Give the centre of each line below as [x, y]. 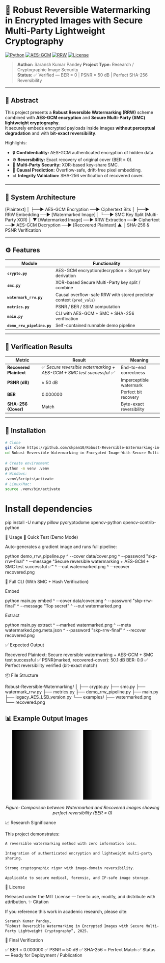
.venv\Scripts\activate [29, 479]
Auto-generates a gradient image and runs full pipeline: [61, 547]
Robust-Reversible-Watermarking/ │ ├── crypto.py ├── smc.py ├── [75, 687]
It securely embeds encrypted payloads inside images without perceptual [80, 128]
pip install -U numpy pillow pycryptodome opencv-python [63, 523]
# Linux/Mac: [18, 484]
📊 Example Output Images [47, 718]
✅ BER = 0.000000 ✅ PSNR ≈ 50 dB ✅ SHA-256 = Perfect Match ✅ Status [80, 949]
